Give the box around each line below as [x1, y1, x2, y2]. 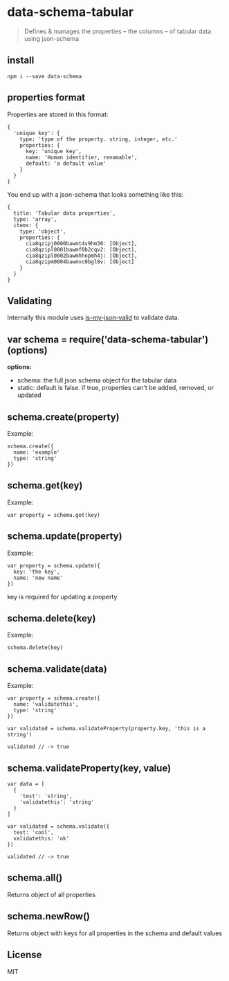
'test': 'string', [19, 793, 73, 800]
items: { [13, 222, 39, 229]
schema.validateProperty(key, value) [7, 762, 172, 774]
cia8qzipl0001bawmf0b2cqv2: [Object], [25, 246, 138, 253]
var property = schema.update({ [7, 562, 100, 569]
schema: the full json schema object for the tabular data [17, 376, 177, 385]
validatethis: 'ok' [13, 836, 70, 842]
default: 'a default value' [25, 160, 107, 167]
